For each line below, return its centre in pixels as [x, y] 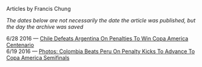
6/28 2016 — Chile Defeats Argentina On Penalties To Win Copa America [97, 38]
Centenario [20, 45]
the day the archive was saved [45, 27]
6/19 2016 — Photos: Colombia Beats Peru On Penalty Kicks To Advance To [101, 51]
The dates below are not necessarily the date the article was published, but [101, 20]
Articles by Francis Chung [39, 9]
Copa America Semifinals [38, 58]
